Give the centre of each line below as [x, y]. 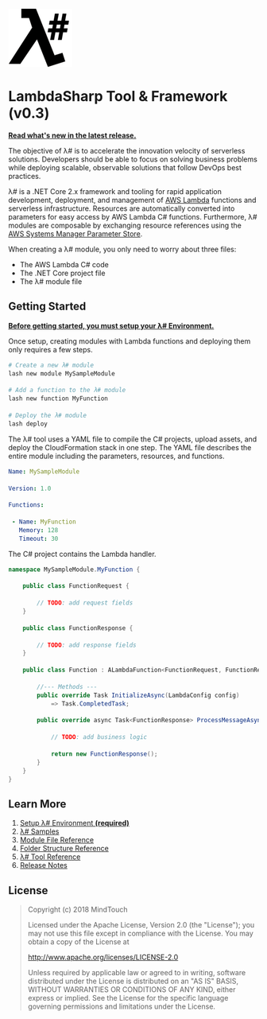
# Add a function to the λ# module [67, 391]
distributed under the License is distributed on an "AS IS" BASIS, [133, 981]
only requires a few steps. [50, 349]
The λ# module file [51, 281]
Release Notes [43, 865]
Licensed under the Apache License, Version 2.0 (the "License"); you [141, 925]
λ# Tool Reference [50, 857]
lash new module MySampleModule [62, 373]
